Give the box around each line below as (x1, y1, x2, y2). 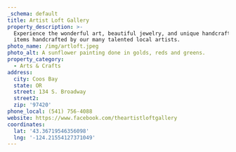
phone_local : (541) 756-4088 (7, 108, 93, 115)
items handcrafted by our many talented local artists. (13, 36, 181, 43)
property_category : (7, 56, 65, 63)
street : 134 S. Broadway (13, 88, 86, 95)
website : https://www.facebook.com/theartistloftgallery (7, 114, 178, 121)
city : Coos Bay (13, 75, 58, 83)
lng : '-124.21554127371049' (13, 134, 96, 141)
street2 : (13, 95, 39, 102)
